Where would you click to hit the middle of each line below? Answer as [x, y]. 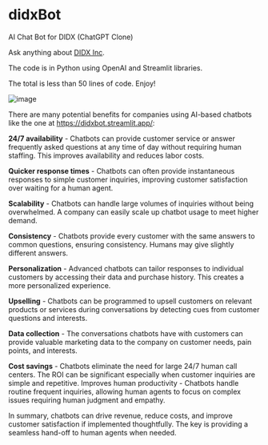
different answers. [38, 253]
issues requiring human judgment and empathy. [87, 400]
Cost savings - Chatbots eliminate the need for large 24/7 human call [123, 366]
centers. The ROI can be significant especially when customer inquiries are [132, 375]
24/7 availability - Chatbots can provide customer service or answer [122, 138]
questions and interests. [48, 318]
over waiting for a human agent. [61, 188]
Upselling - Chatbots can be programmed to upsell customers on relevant [130, 301]
